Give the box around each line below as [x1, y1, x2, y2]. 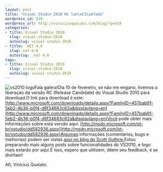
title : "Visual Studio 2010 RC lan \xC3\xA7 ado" [5, 12, 105, 17]
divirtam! [5, 152, 23, 158]
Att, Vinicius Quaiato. [5, 161, 48, 167]
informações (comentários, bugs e [79, 131, 149, 137]
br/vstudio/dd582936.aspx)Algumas [5, 131, 79, 137]
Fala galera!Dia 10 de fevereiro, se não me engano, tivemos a [34, 84, 158, 90]
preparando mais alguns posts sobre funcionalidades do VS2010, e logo [5, 142, 151, 147]
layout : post [5, 7, 32, 12]
